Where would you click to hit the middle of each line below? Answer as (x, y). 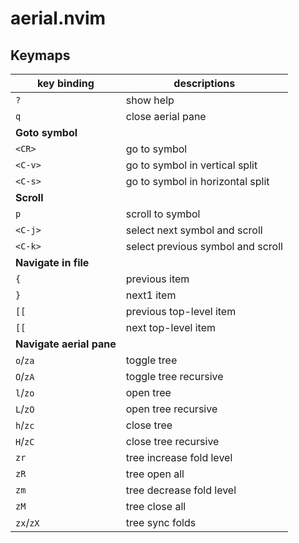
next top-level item (170, 327)
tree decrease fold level (181, 490)
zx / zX (27, 522)
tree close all (156, 506)
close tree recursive (172, 441)
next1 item (151, 295)
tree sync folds (161, 522)
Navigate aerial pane (66, 344)
